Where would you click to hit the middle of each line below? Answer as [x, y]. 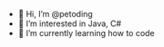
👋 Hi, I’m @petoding [55, 14]
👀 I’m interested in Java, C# [70, 23]
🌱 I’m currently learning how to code [86, 33]
